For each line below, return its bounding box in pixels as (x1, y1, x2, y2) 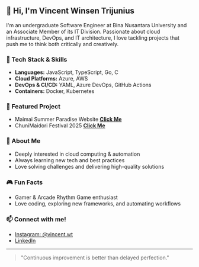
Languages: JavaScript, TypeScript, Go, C (14, 69, 118, 76)
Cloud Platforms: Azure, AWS (14, 75, 88, 82)
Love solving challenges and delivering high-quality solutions (14, 163, 165, 170)
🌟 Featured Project (6, 102, 61, 111)
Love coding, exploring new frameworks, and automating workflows (14, 200, 181, 207)
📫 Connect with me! (6, 215, 66, 223)
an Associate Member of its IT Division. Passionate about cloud (6, 28, 161, 35)
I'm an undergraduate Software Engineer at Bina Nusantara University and (6, 21, 187, 28)
